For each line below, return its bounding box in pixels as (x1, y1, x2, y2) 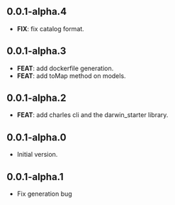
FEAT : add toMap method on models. (16, 71, 126, 80)
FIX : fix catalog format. (16, 24, 84, 33)
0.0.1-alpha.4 (6, 6, 67, 18)
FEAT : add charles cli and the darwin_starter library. (16, 111, 169, 119)
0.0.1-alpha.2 (6, 92, 67, 104)
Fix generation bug (16, 189, 72, 198)
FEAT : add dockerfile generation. (16, 64, 114, 72)
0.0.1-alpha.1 (6, 170, 64, 183)
